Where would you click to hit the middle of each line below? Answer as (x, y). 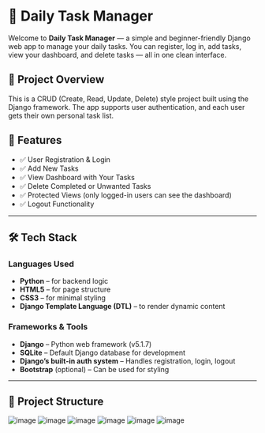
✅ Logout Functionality (57, 204)
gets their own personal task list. (61, 115)
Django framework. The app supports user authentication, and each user (127, 107)
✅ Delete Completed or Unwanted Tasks (85, 186)
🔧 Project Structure (56, 401)
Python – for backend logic (64, 281)
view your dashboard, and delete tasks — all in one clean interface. (118, 55)
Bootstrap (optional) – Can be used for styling (94, 369)
